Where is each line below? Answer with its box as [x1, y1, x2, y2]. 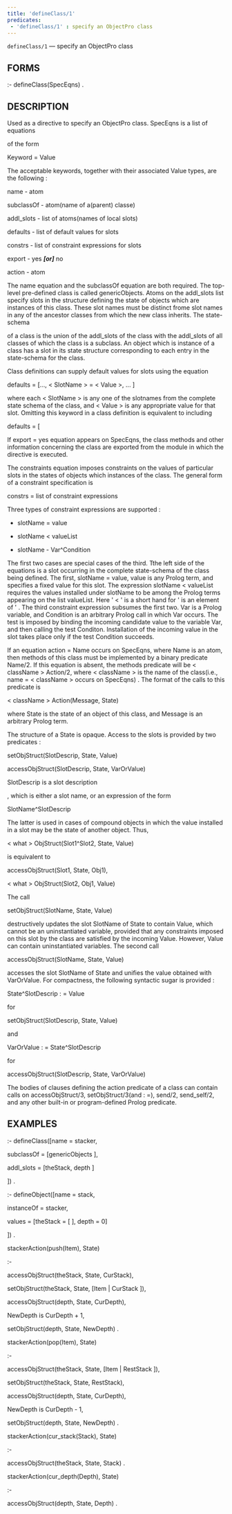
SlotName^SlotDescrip [7, 805, 71, 813]
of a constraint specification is [7, 479, 93, 486]
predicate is [7, 683, 41, 691]
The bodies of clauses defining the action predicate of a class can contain [7, 1084, 218, 1091]
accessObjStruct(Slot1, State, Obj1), [7, 866, 108, 874]
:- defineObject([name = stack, [7, 1190, 95, 1199]
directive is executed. [7, 450, 68, 458]
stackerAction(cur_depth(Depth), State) [7, 1472, 119, 1480]
